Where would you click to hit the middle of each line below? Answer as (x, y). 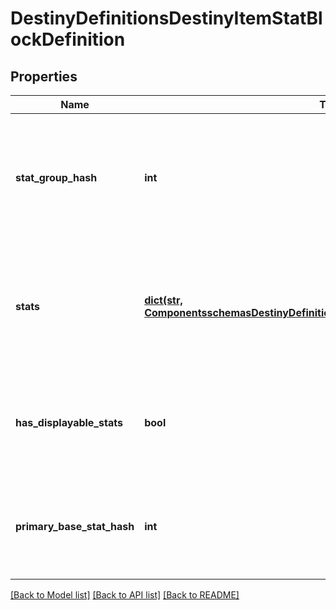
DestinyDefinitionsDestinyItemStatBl (166, 18)
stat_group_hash (56, 177)
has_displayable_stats (69, 422)
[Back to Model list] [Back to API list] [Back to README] (125, 595)
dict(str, (163, 300)
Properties (44, 76)
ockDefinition (68, 39)
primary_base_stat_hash (75, 526)
